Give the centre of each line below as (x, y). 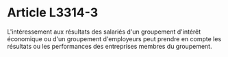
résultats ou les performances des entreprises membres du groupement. (110, 46)
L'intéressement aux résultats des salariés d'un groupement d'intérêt (104, 32)
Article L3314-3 (53, 13)
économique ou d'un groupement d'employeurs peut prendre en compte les (114, 38)
